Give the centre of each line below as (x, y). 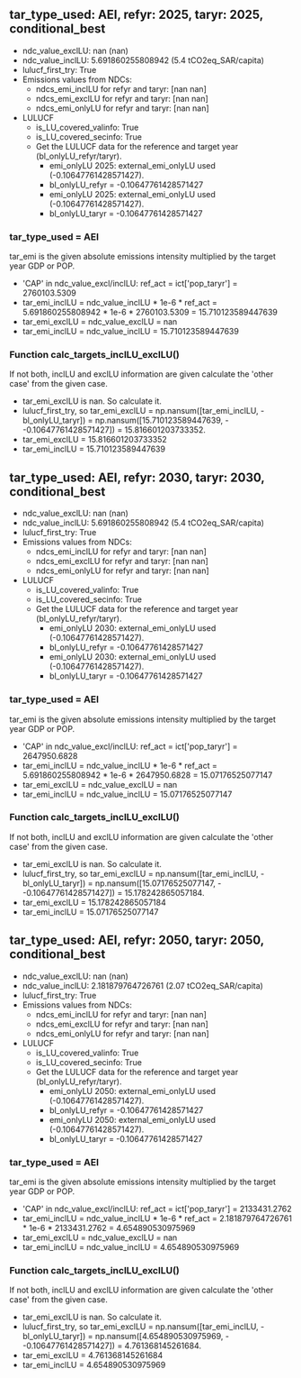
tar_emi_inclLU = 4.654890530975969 (94, 1365)
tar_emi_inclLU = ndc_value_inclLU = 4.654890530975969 (131, 1246)
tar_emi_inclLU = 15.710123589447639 (94, 449)
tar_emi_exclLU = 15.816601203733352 (95, 440)
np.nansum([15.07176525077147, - (158, 883)
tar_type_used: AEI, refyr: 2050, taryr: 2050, (137, 940)
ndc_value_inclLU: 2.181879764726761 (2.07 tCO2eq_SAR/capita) (142, 985)
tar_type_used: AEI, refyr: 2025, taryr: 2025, (136, 15)
